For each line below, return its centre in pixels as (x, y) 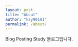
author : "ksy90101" (26, 19)
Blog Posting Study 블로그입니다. (39, 39)
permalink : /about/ (26, 24)
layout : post (19, 10)
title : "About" (22, 15)
